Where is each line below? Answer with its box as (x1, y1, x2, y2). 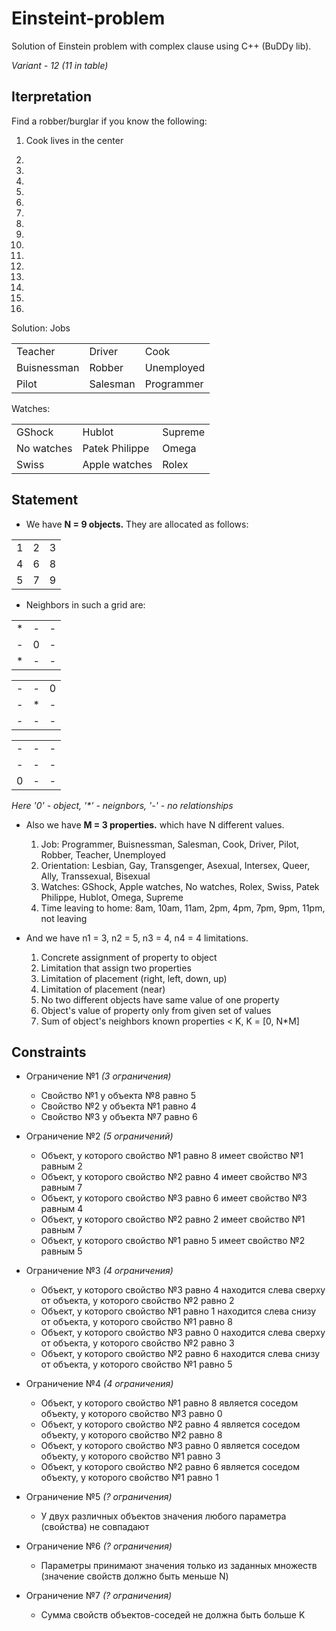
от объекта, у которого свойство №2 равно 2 (40, 1295, 235, 1307)
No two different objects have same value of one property (40, 993, 280, 1006)
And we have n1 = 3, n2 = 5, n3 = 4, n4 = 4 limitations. (25, 932, 249, 944)
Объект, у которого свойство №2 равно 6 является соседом (40, 1461, 301, 1473)
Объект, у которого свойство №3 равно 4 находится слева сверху (40, 1284, 326, 1296)
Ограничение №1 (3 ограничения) (25, 1070, 172, 1082)
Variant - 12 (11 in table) (11, 59, 109, 71)
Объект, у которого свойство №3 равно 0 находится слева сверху (40, 1327, 326, 1339)
